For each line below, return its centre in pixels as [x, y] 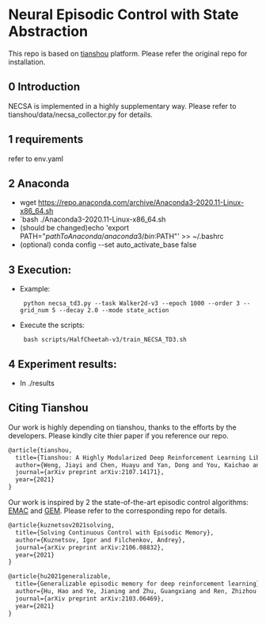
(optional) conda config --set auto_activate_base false [108, 245]
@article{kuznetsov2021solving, [61, 526]
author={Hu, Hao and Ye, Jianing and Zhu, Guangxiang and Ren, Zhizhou [136, 592]
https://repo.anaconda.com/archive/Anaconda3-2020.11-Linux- [141, 203]
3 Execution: [40, 270]
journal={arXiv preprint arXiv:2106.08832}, [90, 547]
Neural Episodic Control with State [123, 15]
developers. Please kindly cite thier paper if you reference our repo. [119, 435]
